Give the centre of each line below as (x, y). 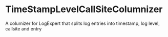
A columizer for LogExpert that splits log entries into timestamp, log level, (82, 23)
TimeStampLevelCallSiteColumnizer (84, 9)
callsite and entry (24, 28)
